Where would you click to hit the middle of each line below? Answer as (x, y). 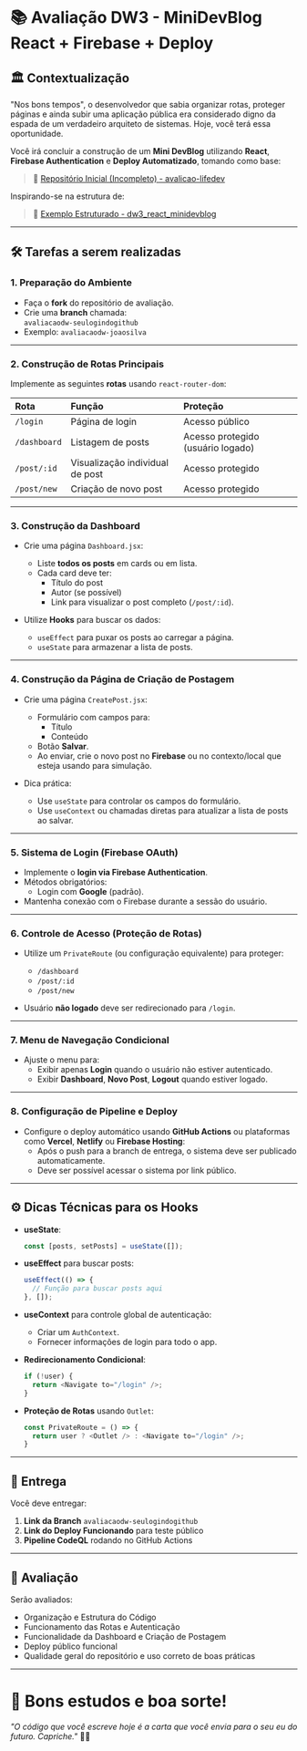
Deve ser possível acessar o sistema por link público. (137, 1170)
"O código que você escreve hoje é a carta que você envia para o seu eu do (154, 1726)
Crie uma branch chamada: (75, 312)
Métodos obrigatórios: (65, 882)
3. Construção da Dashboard (75, 525)
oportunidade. (37, 134)
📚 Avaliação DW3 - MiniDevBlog (137, 18)
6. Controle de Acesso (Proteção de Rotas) (107, 933)
